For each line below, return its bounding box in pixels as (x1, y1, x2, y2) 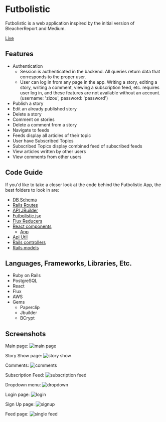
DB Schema (12, 197, 37, 203)
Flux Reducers (12, 218, 43, 224)
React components (12, 223, 52, 229)
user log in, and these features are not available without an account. (20, 89, 160, 96)
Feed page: (5, 411, 29, 417)
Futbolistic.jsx (12, 212, 42, 219)
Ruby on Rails (12, 272, 41, 278)
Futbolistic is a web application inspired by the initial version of (5, 20, 135, 26)
